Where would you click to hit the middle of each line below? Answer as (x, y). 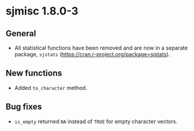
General (21, 34)
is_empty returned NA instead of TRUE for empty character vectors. (96, 121)
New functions (34, 73)
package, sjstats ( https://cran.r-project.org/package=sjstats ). (92, 54)
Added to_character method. (51, 88)
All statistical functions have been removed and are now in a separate (101, 48)
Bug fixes (24, 107)
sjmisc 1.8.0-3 (42, 11)
